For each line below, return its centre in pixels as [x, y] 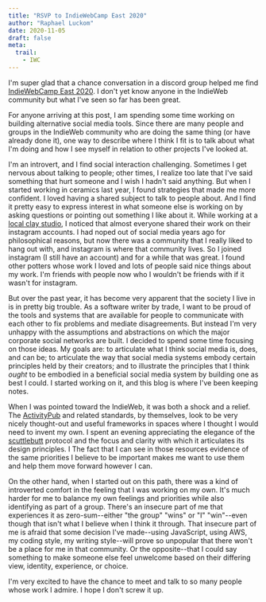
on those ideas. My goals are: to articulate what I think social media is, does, [133, 349]
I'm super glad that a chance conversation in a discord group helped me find [133, 82]
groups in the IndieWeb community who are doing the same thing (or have [129, 131]
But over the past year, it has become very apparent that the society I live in [132, 298]
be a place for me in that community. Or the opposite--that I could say [123, 549]
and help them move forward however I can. [81, 466]
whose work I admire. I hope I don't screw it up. [86, 589]
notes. [19, 391]
